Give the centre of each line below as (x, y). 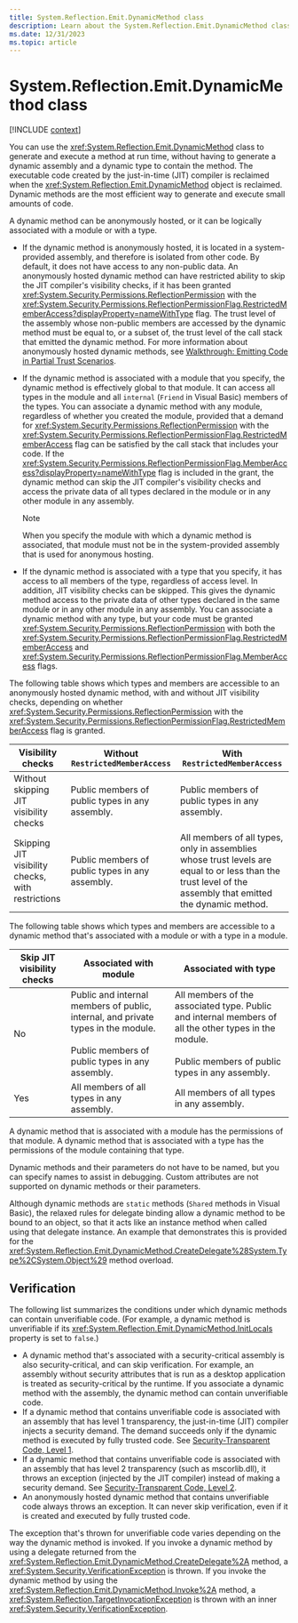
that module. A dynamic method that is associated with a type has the (137, 1141)
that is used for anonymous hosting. (88, 554)
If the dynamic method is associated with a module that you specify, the (153, 378)
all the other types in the (225, 1028)
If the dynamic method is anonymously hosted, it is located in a (137, 248)
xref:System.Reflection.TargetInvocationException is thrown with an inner (143, 1599)
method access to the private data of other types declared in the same (151, 600)
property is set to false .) (54, 1338)
